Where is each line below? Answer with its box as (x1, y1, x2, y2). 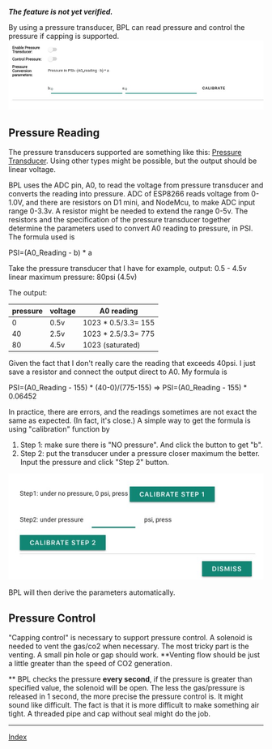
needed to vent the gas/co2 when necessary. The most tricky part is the (8, 641, 249, 652)
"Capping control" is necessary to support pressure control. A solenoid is (8, 633, 253, 643)
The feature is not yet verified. (8, 7, 113, 16)
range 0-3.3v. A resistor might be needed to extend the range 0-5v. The (8, 206, 249, 216)
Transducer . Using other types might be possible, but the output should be (8, 156, 257, 166)
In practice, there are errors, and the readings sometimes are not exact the (8, 407, 257, 416)
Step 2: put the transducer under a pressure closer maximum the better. (19, 448, 261, 458)
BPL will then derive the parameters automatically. (8, 588, 176, 597)
